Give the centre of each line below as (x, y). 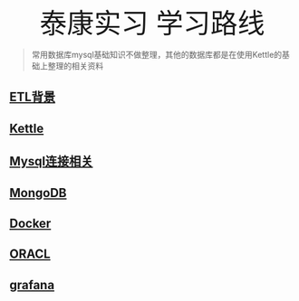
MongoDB (38, 193)
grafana (32, 285)
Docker (30, 223)
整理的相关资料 (76, 66)
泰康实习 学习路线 (152, 23)
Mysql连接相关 (51, 161)
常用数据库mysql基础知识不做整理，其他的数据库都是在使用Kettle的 (157, 55)
